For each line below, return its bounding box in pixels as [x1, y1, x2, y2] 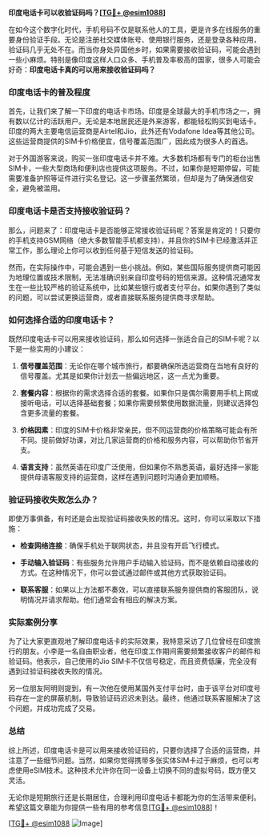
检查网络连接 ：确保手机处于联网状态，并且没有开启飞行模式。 [19, 541, 224, 551]
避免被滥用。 [22, 183, 65, 193]
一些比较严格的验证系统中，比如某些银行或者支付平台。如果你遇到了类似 [22, 282, 261, 291]
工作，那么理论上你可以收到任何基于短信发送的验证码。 [14, 245, 198, 255]
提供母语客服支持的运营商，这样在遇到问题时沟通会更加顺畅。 [19, 472, 224, 481]
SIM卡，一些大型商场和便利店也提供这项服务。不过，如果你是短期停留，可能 [8, 163, 260, 173]
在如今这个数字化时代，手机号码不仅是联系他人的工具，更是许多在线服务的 [8, 25, 254, 34]
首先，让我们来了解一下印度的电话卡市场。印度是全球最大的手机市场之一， [8, 107, 254, 116]
